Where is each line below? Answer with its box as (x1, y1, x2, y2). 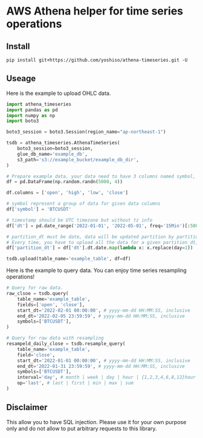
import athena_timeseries (6, 101, 71, 107)
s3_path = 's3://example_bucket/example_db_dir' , (17, 156, 139, 163)
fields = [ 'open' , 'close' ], (17, 301, 85, 308)
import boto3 (6, 118, 39, 124)
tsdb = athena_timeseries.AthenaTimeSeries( (6, 140, 120, 146)
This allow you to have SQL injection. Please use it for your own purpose (6, 418, 187, 425)
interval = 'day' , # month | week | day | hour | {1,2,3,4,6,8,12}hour (17, 375, 196, 381)
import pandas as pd (6, 107, 59, 113)
